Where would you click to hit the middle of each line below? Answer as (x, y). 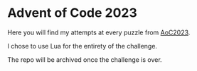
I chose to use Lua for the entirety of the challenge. (82, 46)
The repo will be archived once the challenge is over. (85, 59)
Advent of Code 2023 (72, 13)
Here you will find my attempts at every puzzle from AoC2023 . (99, 32)
